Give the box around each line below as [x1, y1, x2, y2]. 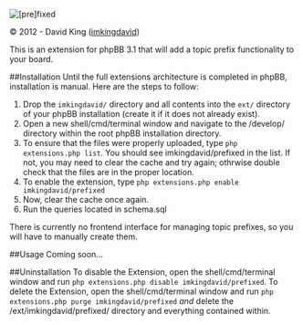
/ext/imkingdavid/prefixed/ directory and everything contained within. [9, 306, 271, 316]
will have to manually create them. [9, 231, 139, 242]
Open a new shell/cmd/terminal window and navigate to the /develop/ [22, 119, 286, 129]
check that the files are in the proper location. [22, 167, 194, 177]
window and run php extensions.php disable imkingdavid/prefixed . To [9, 277, 278, 287]
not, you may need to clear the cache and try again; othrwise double [22, 157, 280, 168]
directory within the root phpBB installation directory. [22, 128, 222, 139]
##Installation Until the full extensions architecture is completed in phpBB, [9, 71, 287, 82]
